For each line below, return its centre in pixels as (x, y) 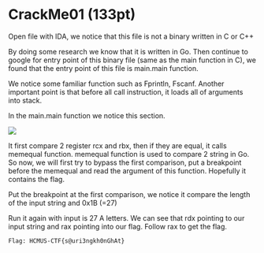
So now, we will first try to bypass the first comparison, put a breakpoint (125, 162)
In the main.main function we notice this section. (87, 115)
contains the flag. (37, 179)
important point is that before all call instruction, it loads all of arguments (126, 91)
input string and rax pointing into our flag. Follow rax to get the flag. (117, 226)
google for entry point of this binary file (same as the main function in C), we (132, 60)
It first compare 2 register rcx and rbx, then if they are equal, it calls (117, 145)
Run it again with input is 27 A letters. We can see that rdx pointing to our (126, 218)
